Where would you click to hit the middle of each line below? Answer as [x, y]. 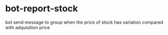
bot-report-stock [42, 9]
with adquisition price [28, 27]
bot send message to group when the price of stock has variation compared [84, 22]
